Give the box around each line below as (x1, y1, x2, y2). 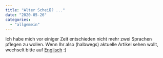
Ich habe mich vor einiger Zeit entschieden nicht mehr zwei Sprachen (5, 36, 152, 42)
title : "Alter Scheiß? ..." (5, 7, 66, 13)
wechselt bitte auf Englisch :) (5, 47, 67, 53)
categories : (5, 17, 31, 22)
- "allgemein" (10, 22, 40, 27)
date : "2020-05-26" (5, 12, 47, 17)
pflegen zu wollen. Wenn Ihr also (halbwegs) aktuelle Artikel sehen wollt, (5, 42, 159, 48)
